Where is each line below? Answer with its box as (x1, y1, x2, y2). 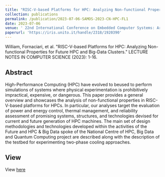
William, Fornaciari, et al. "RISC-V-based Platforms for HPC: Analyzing (5, 44, 147, 49)
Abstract (5, 69, 33, 77)
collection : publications (5, 12, 58, 17)
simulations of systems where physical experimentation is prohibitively (5, 87, 148, 93)
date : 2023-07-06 (5, 21, 41, 26)
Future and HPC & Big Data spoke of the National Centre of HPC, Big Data (5, 129, 154, 135)
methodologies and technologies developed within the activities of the (5, 123, 147, 129)
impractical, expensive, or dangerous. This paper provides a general (5, 92, 143, 98)
